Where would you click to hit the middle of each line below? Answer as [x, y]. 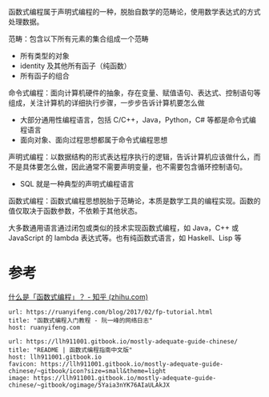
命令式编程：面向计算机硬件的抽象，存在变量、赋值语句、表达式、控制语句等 [134, 93]
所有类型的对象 [44, 56]
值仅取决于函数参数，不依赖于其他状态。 [75, 211]
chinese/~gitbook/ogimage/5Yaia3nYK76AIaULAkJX [89, 385]
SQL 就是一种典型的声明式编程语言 [77, 184]
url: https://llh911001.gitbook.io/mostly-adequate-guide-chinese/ [123, 341]
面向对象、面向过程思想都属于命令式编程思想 [94, 140]
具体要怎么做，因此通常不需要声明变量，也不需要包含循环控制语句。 [134, 167]
